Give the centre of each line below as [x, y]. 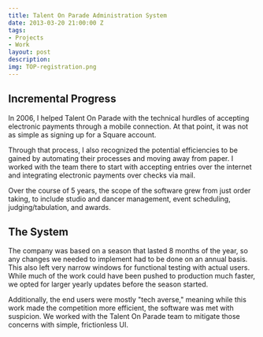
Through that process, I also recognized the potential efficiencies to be [123, 150]
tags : [17, 30]
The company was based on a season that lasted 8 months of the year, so [128, 251]
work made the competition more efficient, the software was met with [121, 308]
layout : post [30, 52]
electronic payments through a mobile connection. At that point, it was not [128, 126]
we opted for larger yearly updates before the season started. [108, 284]
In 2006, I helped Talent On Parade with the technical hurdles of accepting [129, 118]
